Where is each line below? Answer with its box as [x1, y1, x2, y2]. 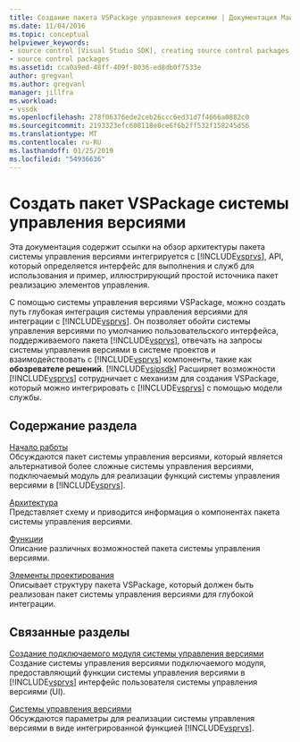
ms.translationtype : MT [9, 130, 98, 139]
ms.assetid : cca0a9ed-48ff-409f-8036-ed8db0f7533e [9, 64, 202, 72]
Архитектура [9, 498, 59, 508]
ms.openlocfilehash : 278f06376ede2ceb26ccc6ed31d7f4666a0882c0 [9, 113, 250, 122]
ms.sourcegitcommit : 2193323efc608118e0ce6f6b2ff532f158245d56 [9, 122, 250, 131]
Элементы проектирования [9, 570, 114, 581]
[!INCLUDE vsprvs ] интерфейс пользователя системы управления [9, 677, 258, 687]
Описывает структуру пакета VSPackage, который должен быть [9, 579, 254, 591]
